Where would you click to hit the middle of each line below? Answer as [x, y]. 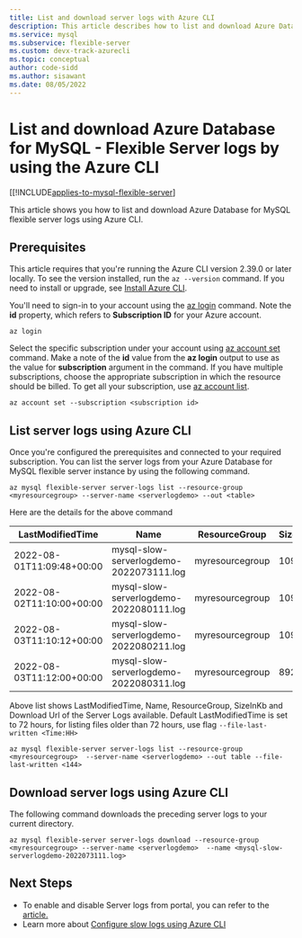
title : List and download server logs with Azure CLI [112, 18]
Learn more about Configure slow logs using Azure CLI [124, 924]
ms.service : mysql [44, 34]
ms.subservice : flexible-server [70, 43]
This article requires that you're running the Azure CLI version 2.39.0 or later [151, 269]
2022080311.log [149, 683]
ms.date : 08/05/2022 [48, 85]
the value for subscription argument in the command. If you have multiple [146, 367]
